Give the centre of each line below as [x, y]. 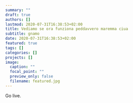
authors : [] [18, 19]
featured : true [21, 43]
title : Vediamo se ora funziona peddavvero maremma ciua [67, 29]
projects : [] [19, 57]
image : [12, 62]
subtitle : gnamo [22, 34]
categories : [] [21, 53]
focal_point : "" [27, 72]
